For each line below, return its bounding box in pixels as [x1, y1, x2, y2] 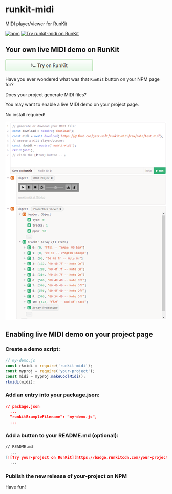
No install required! [5, 111, 46, 117]
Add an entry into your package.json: [5, 391, 100, 398]
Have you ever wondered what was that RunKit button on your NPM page [5, 76, 160, 82]
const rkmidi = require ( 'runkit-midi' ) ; [5, 363, 93, 368]
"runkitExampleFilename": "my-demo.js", [10, 414, 97, 420]
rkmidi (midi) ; [5, 379, 36, 385]
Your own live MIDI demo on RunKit [5, 45, 119, 54]
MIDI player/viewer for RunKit [5, 20, 68, 27]
